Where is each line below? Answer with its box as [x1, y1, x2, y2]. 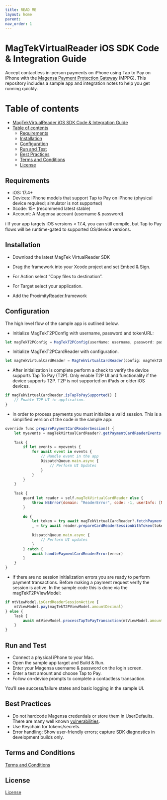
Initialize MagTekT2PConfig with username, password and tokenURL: [12, 330, 154, 336]
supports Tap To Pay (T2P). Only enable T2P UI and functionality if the [12, 372, 157, 379]
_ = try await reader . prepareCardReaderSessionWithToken [31, 523, 153, 528]
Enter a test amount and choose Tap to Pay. [12, 670, 102, 676]
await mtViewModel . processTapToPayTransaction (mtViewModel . [23, 618, 150, 623]
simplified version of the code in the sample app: [12, 416, 113, 422]
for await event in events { [31, 449, 92, 454]
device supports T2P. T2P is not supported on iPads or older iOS [12, 378, 145, 384]
